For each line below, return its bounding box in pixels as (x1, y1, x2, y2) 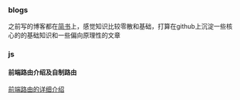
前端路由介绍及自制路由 (8, 68, 77, 76)
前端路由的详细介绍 (8, 85, 65, 94)
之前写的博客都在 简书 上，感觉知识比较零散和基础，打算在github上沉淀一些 (8, 22, 226, 31)
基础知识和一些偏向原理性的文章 (26, 31, 120, 40)
